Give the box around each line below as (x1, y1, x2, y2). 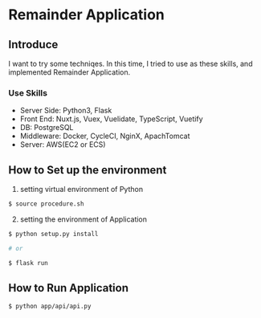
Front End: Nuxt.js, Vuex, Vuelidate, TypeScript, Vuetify (19, 114, 203, 124)
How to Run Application (8, 281, 128, 295)
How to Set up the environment (8, 163, 167, 177)
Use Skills (8, 87, 48, 98)
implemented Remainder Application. (8, 67, 131, 77)
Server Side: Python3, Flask (19, 106, 112, 116)
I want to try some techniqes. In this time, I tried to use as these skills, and (8, 59, 253, 68)
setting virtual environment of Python (19, 185, 143, 194)
